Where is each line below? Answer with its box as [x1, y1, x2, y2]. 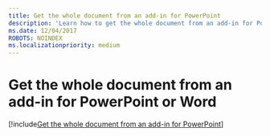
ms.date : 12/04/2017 [8, 26, 78, 34]
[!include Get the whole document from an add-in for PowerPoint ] [8, 119, 224, 129]
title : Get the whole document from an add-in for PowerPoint [8, 11, 221, 20]
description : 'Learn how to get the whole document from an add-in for [8, 19, 253, 27]
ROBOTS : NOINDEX [8, 34, 63, 42]
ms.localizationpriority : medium [8, 42, 121, 50]
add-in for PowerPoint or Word [8, 93, 217, 111]
